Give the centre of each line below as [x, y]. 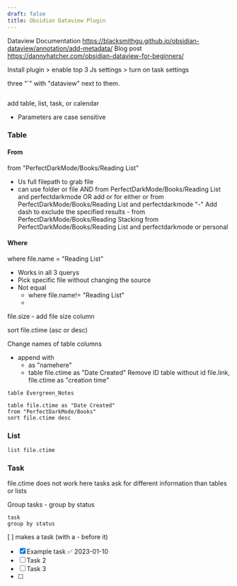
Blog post [128, 48]
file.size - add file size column [51, 316]
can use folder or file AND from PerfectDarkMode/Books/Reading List [119, 189]
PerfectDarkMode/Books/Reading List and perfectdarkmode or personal [123, 227]
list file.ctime [31, 451]
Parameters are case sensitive [62, 117]
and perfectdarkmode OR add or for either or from [91, 196]
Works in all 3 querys [48, 272]
